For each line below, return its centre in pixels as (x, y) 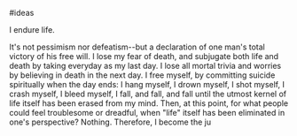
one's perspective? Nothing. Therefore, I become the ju (110, 122)
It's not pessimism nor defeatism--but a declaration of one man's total (137, 47)
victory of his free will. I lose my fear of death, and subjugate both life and (144, 56)
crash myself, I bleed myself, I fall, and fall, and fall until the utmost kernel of (148, 94)
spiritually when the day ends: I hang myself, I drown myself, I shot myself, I (147, 84)
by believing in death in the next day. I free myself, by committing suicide (142, 75)
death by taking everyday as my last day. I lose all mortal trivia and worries (145, 66)
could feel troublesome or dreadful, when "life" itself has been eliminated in (147, 113)
